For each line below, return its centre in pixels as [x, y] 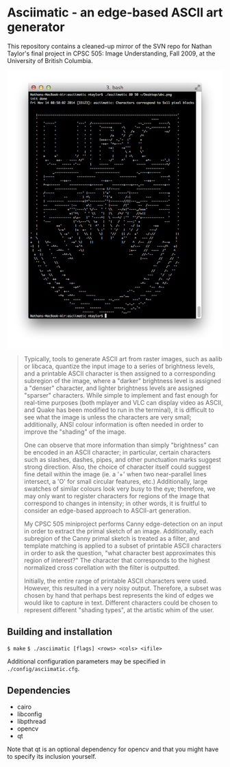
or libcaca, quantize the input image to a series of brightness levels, [119, 366]
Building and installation [60, 632]
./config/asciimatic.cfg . [43, 669]
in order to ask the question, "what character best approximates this [120, 553]
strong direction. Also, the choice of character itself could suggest [117, 467]
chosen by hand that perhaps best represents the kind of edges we [119, 596]
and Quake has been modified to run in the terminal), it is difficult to [119, 410]
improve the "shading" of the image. [75, 432]
